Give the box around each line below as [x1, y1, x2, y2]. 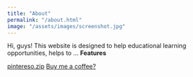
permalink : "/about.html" [7, 16, 82, 23]
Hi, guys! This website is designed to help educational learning [7, 42, 187, 50]
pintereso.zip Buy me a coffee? [7, 63, 96, 71]
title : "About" [7, 10, 51, 17]
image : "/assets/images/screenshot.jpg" [7, 23, 126, 30]
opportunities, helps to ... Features [7, 49, 106, 57]
